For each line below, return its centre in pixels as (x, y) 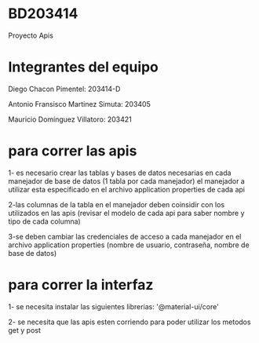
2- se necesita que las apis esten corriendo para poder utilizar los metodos (129, 322)
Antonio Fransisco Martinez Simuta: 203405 (79, 104)
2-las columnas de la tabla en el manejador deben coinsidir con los (117, 204)
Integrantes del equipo (84, 67)
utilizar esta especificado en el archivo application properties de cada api (127, 189)
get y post (25, 330)
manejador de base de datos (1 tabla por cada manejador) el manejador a (126, 181)
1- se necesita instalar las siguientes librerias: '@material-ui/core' (114, 306)
